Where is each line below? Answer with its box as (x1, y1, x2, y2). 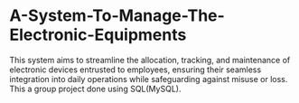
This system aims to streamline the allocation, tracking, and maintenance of (9, 54, 291, 65)
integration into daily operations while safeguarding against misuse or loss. (9, 73, 288, 84)
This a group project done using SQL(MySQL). (9, 83, 182, 94)
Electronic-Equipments (9, 24, 187, 45)
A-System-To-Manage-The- (9, 5, 226, 26)
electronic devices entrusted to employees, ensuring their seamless (9, 64, 262, 75)
